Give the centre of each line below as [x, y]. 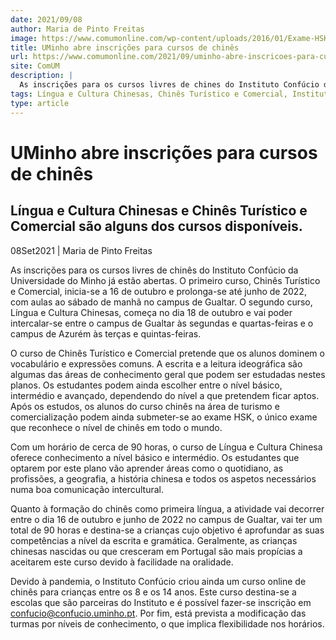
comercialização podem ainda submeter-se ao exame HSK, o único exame [164, 417]
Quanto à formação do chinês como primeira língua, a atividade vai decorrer [167, 508]
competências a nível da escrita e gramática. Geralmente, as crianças [154, 540]
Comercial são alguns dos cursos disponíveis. [156, 226]
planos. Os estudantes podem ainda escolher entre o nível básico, [146, 385]
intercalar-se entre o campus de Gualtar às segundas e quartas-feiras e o [162, 323]
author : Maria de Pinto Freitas [77, 29]
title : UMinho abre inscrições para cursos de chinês [125, 47]
